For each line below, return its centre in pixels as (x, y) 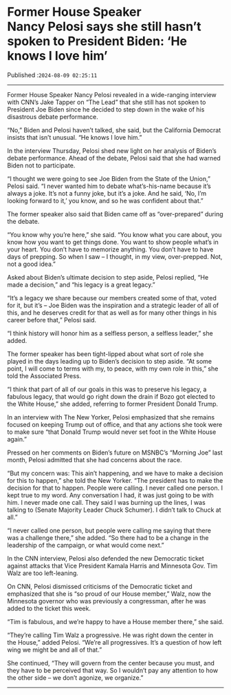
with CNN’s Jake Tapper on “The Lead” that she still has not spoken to (107, 102)
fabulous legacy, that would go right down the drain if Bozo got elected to (111, 396)
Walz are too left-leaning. (43, 573)
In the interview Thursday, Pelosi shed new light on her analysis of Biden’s (112, 151)
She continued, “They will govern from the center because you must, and (111, 663)
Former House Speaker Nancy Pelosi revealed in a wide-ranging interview (112, 94)
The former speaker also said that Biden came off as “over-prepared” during (115, 214)
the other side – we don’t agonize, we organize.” (75, 677)
